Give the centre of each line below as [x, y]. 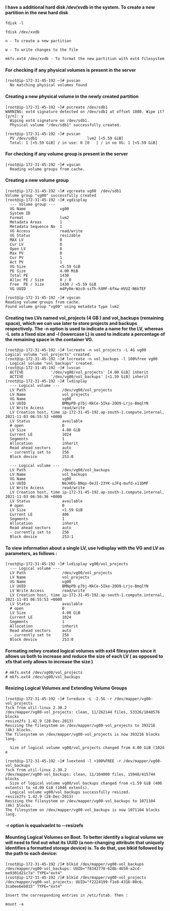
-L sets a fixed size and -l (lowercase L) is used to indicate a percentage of [85, 334]
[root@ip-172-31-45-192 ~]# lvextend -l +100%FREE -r [63, 761]
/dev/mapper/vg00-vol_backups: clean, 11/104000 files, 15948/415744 [80, 774]
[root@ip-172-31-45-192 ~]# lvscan [43, 368]
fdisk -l [14, 23]
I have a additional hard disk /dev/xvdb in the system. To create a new [80, 7]
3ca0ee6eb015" [20, 886]
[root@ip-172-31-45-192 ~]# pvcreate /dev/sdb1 [57, 107]
